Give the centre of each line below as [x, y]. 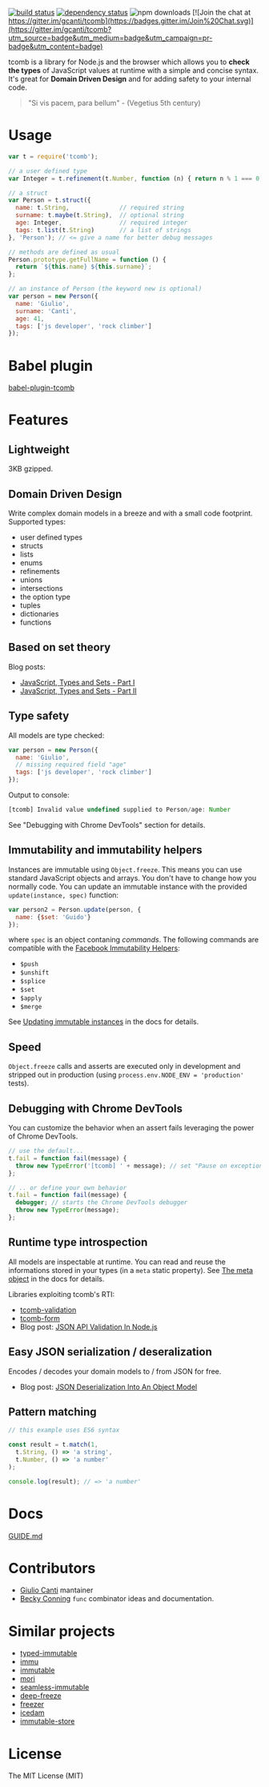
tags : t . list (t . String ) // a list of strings [104, 230]
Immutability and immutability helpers [105, 850]
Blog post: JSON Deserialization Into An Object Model [108, 1387]
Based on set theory [60, 647]
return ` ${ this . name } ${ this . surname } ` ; [84, 267]
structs [32, 546]
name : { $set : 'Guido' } [53, 917]
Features [38, 420]
